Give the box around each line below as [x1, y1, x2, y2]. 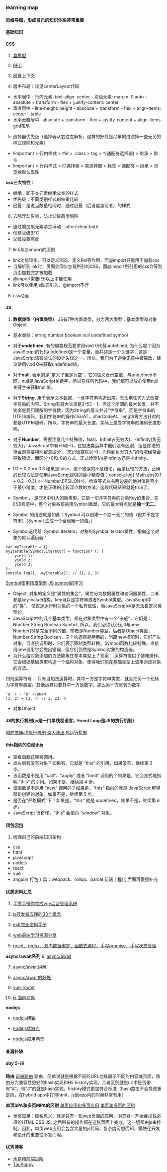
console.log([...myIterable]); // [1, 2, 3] [5, 571, 99, 576]
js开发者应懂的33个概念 [12, 911, 61, 917]
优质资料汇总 [5, 889, 32, 895]
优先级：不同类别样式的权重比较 [12, 196, 79, 202]
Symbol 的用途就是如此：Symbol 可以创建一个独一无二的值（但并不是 [12, 511, 156, 517]
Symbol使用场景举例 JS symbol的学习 [5, 580, 83, 586]
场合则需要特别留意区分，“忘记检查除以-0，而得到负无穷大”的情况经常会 [12, 449, 161, 455]
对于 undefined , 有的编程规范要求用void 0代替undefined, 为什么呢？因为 [12, 342, 161, 348]
